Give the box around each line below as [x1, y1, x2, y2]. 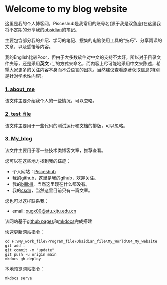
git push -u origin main [5, 252, 57, 257]
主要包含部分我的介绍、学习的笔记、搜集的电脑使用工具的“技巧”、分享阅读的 [5, 37, 162, 43]
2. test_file [5, 111, 31, 118]
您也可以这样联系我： [5, 198, 49, 204]
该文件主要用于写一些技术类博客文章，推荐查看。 [5, 147, 106, 153]
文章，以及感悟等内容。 [5, 43, 53, 49]
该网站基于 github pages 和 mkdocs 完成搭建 [5, 218, 92, 224]
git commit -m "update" [5, 247, 55, 253]
